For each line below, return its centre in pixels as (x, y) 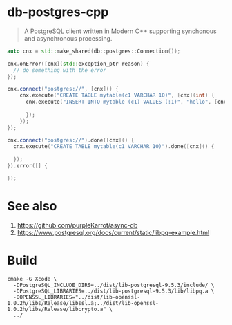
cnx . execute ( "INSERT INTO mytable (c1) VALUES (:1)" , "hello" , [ (121, 102)
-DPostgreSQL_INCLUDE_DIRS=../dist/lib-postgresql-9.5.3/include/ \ (114, 285)
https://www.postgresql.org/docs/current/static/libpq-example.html (113, 232)
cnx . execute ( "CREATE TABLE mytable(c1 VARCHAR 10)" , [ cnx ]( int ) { (117, 95)
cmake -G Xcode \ (32, 279)
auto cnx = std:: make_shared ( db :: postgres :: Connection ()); (94, 51)
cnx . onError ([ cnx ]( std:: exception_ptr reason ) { (78, 64)
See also (32, 206)
